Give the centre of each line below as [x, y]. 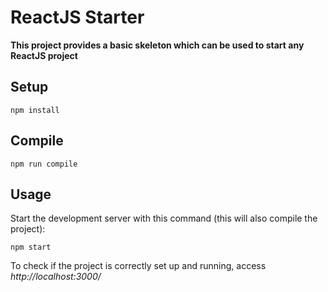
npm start [31, 247]
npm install [35, 110]
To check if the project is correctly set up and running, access [138, 266]
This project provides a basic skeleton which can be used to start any [157, 45]
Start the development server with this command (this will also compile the [164, 218]
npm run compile [44, 164]
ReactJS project [44, 55]
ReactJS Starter [77, 17]
